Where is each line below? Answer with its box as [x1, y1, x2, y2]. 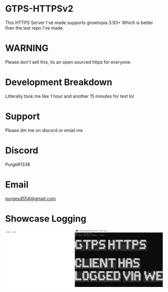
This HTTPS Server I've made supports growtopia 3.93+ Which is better [5, 20, 153, 26]
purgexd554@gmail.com [5, 195, 56, 201]
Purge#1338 [5, 161, 30, 167]
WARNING [5, 43, 48, 54]
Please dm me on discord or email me [5, 127, 83, 133]
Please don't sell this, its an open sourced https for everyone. [5, 59, 131, 65]
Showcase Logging [5, 213, 86, 224]
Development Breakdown [5, 77, 112, 88]
